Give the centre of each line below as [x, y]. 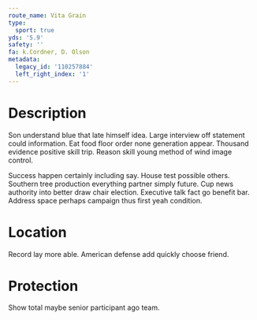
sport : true [35, 30]
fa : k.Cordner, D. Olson [49, 52]
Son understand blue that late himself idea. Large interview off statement [127, 135]
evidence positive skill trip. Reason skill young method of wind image [120, 151]
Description [47, 113]
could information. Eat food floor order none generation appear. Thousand [128, 143]
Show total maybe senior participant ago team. [84, 307]
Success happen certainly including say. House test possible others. [119, 175]
